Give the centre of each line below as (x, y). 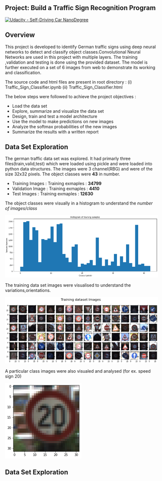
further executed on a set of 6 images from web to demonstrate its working (80, 67)
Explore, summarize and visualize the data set (58, 111)
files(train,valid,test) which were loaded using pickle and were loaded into (79, 164)
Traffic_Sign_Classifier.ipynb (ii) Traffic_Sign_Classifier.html (64, 87)
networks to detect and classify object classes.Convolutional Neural (73, 52)
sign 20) (13, 376)
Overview (20, 35)
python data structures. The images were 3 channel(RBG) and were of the (79, 169)
